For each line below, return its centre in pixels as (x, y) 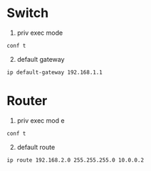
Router (27, 100)
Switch (28, 13)
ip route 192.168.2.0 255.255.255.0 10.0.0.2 (75, 160)
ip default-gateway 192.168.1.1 (54, 72)
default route (36, 147)
